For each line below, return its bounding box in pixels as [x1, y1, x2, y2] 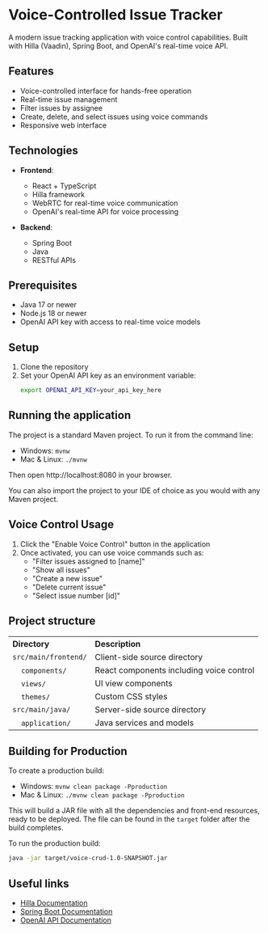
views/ [21, 679, 47, 688]
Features [8, 65, 54, 78]
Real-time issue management [19, 95, 118, 104]
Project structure [8, 614, 96, 628]
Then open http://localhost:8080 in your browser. [8, 470, 173, 479]
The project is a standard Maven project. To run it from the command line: [8, 430, 254, 440]
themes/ [21, 692, 51, 701]
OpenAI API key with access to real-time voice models [19, 317, 201, 327]
